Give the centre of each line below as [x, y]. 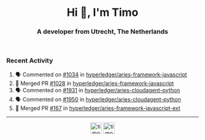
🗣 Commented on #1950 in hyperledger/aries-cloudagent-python [98, 99]
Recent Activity [30, 61]
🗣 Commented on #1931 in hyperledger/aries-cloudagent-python [97, 90]
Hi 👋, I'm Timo [103, 13]
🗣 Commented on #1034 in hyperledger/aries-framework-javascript [101, 74]
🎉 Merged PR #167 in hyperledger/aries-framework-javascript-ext [98, 108]
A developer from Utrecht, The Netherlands [103, 32]
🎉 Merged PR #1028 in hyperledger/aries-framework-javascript [94, 83]
